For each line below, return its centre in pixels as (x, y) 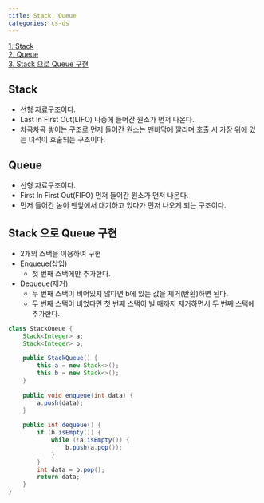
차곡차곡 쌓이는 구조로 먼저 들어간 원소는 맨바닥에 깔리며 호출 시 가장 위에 (134, 129)
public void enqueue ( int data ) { (78, 395)
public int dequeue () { (62, 425)
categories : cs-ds (39, 23)
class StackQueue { (41, 328)
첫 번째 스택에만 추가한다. (71, 273)
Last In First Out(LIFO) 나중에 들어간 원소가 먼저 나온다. (107, 120)
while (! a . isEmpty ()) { (90, 440)
